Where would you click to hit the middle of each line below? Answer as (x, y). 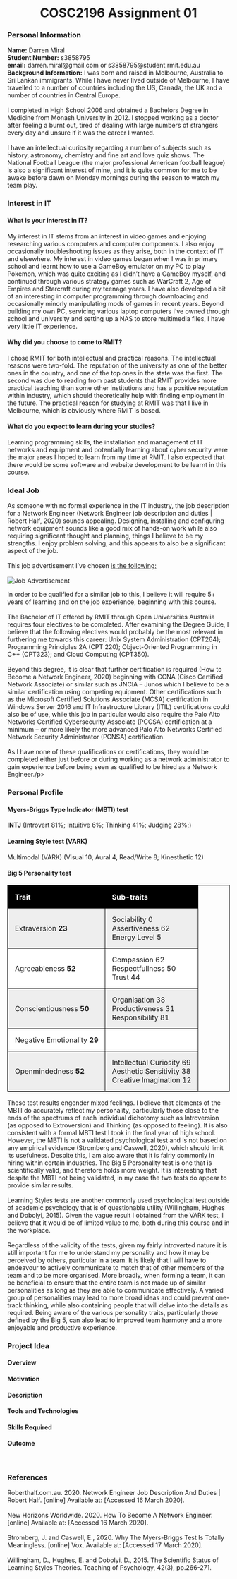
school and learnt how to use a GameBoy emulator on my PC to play (107, 266)
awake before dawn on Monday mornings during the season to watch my (114, 178)
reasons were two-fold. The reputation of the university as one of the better (117, 365)
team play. (22, 186)
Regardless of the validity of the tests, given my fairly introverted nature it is (117, 1245)
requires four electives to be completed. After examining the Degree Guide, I (118, 624)
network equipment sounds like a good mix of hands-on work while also (112, 528)
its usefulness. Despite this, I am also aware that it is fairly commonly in (111, 1155)
